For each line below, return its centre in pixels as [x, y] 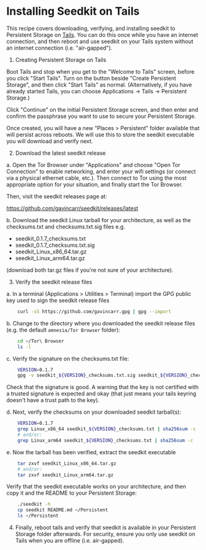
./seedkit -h [34, 505]
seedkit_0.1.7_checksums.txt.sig [55, 245]
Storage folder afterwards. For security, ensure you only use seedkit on [105, 534]
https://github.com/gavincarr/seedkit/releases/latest [72, 208]
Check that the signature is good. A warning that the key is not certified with [103, 387]
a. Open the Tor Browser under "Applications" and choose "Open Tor [93, 165]
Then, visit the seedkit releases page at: [57, 196]
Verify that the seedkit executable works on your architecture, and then [96, 487]
